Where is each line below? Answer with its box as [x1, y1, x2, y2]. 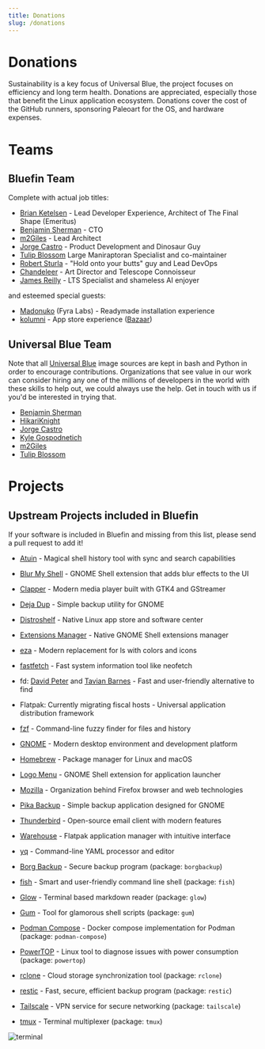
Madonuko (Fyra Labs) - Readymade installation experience [19, 306, 215, 316]
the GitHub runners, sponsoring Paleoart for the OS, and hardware [8, 105, 225, 114]
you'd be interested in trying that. [8, 393, 117, 402]
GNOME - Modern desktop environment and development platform [19, 739, 238, 749]
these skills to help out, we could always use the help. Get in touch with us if [8, 384, 257, 393]
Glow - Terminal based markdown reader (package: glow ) [19, 892, 207, 903]
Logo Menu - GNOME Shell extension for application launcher [19, 770, 221, 780]
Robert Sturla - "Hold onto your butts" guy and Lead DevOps [19, 259, 218, 268]
